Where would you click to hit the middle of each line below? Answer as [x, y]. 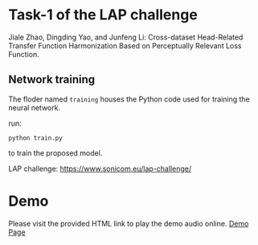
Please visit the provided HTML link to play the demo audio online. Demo [129, 223]
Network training [52, 79]
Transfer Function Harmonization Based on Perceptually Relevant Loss [125, 45]
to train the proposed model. [55, 153]
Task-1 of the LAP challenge [103, 15]
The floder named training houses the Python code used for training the [129, 99]
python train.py [35, 138]
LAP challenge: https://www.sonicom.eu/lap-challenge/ [100, 168]
